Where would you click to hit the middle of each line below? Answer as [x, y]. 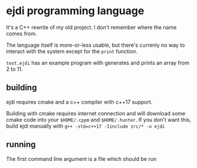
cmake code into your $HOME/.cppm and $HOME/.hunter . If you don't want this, [99, 119]
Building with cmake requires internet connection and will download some [96, 113]
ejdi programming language [75, 11]
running [21, 145]
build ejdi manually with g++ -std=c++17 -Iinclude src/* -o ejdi [86, 126]
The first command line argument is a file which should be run [81, 159]
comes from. [22, 33]
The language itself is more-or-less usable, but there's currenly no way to [96, 45]
